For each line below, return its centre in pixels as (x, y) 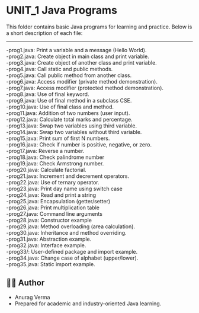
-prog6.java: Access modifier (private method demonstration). (82, 81)
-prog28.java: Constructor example (49, 220)
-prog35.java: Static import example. (51, 264)
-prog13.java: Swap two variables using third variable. (72, 126)
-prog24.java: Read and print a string (51, 195)
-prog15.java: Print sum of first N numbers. (58, 138)
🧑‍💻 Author (25, 283)
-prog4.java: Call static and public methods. (60, 69)
